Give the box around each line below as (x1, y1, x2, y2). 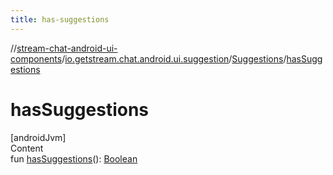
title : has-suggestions (10, 14, 110, 25)
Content (10, 142, 44, 154)
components (10, 52, 63, 65)
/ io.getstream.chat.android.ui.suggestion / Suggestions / (61, 52, 287, 65)
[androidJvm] (10, 131, 67, 143)
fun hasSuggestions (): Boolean (10, 152, 138, 165)
